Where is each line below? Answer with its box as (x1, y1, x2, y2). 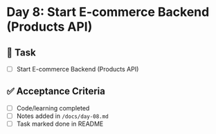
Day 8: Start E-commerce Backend (6, 4, 210, 20)
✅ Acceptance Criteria (6, 85, 105, 97)
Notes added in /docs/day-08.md (16, 112, 109, 120)
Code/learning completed (16, 103, 90, 112)
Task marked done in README (16, 119, 104, 128)
